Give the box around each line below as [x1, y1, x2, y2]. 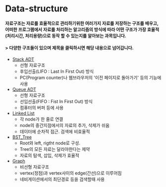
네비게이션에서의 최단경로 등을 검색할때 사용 [19, 176, 105, 182]
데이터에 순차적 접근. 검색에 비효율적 [19, 128, 90, 134]
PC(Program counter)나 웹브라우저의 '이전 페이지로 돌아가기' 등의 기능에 [19, 74, 162, 80]
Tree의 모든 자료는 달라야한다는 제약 [19, 146, 90, 152]
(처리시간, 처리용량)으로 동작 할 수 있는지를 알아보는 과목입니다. [5, 33, 126, 39]
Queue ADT [12, 86, 36, 92]
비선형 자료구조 [19, 164, 50, 170]
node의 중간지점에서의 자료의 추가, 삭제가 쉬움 [19, 122, 110, 128]
